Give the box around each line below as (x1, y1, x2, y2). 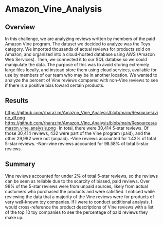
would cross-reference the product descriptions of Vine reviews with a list (5, 204, 154, 210)
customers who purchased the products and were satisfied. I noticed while (5, 188, 155, 194)
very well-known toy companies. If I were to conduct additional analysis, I (5, 199, 152, 205)
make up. (5, 214, 24, 220)
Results (5, 97, 29, 105)
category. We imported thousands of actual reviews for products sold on (5, 46, 151, 52)
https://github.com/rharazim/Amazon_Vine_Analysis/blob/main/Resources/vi (5, 109, 158, 115)
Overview (5, 23, 36, 31)
